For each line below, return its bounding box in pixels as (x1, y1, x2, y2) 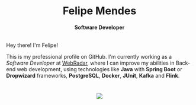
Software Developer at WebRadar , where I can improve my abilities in (6, 59, 175, 66)
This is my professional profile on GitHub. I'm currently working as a (6, 53, 172, 60)
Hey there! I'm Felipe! (6, 42, 58, 49)
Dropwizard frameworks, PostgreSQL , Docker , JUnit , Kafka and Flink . (6, 72, 180, 79)
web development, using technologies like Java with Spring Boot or (17, 65, 182, 72)
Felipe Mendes (62, 4, 137, 18)
